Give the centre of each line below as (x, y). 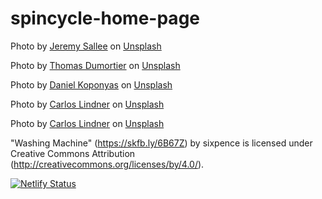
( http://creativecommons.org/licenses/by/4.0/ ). (107, 164)
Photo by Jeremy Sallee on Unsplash (86, 46)
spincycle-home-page (105, 18)
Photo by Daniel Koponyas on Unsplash (91, 84)
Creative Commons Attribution (73, 153)
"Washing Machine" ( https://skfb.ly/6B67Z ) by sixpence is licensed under (161, 143)
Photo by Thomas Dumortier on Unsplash (95, 65)
